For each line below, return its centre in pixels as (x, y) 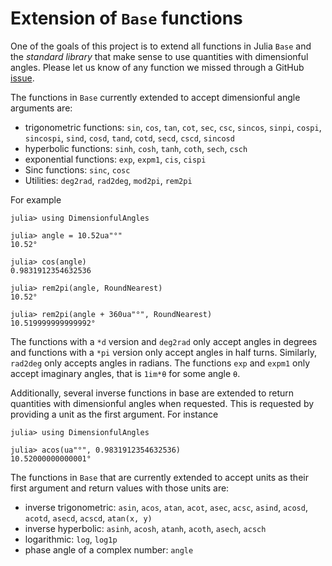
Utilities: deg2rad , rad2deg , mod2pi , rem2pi (108, 180)
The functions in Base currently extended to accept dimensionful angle (155, 97)
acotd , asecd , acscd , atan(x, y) (88, 518)
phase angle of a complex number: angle (109, 549)
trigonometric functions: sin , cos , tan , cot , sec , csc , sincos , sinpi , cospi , (173, 127)
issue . (22, 78)
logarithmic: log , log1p (71, 539)
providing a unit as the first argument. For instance (114, 414)
